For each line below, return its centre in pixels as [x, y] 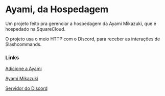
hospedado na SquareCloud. [35, 29]
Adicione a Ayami [23, 69]
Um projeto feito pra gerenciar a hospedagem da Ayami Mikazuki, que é [81, 23]
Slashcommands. [23, 44]
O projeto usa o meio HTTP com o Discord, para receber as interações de [83, 39]
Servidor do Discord [26, 88]
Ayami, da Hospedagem [57, 9]
